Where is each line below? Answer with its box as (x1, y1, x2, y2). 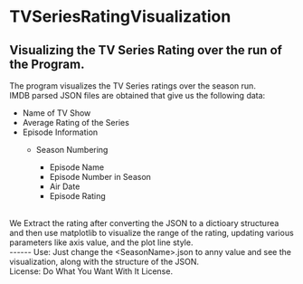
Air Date (49, 181, 80, 192)
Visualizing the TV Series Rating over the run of (9, 43, 283, 58)
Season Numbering (35, 145, 109, 155)
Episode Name (49, 162, 105, 173)
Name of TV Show (22, 108, 91, 118)
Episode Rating (49, 191, 106, 201)
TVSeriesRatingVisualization (9, 6, 232, 27)
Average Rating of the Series (22, 118, 129, 128)
